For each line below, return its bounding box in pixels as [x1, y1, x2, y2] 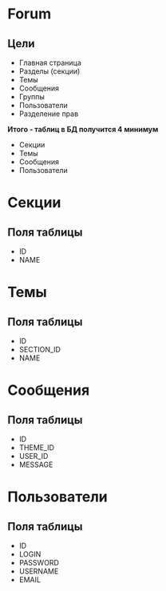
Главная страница [18, 58, 81, 67]
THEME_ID [18, 443, 55, 452]
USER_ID [18, 452, 49, 460]
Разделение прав [18, 109, 79, 119]
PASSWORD [18, 558, 59, 567]
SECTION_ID [18, 345, 61, 354]
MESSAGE [18, 460, 53, 469]
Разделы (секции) [18, 66, 81, 76]
